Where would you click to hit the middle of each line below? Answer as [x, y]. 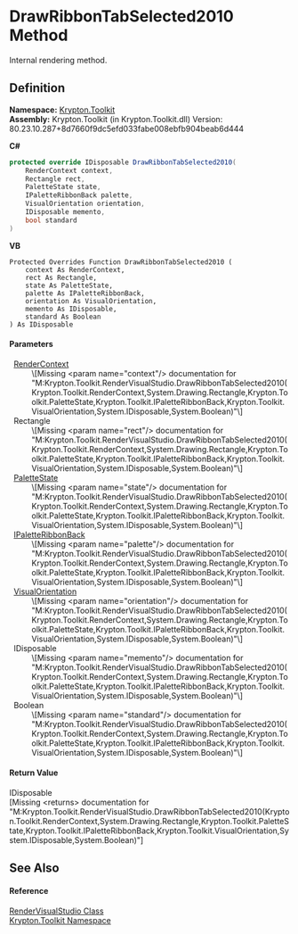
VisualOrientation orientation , [85, 204]
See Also [34, 868]
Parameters [31, 344]
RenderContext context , [69, 170]
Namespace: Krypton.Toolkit [62, 110]
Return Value [34, 773]
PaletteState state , [63, 187]
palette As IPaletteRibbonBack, [85, 293]
